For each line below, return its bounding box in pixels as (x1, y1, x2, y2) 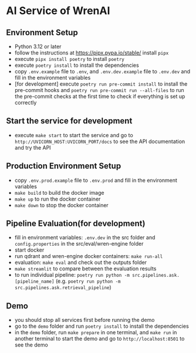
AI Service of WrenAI (6, 4, 110, 18)
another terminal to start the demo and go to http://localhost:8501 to (14, 335, 185, 342)
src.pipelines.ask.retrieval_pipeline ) (14, 284, 111, 291)
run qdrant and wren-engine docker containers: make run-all (14, 253, 163, 260)
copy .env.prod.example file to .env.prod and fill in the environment (14, 176, 178, 184)
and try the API (14, 144, 51, 151)
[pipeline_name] (14, 279, 55, 285)
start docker (14, 246, 45, 253)
